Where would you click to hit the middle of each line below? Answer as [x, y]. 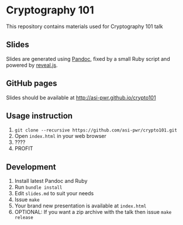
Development [31, 167]
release [24, 218]
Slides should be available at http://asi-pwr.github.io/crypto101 [81, 98]
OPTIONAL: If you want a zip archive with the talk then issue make [93, 212]
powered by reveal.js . [32, 65]
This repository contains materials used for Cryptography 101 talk [85, 26]
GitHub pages [32, 83]
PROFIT [24, 148]
